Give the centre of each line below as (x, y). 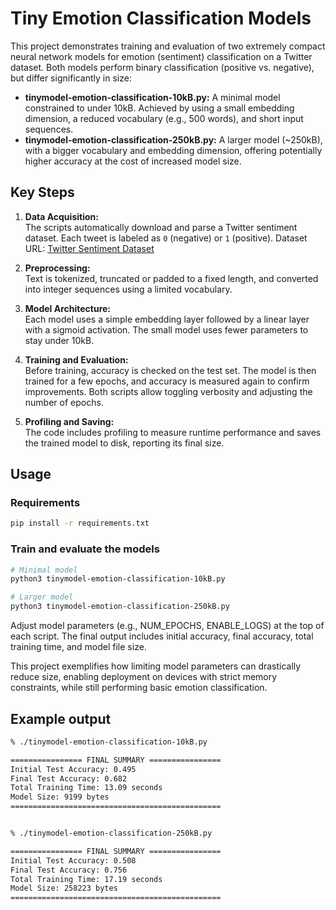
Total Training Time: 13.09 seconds (86, 788)
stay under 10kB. (59, 340)
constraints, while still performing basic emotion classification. (139, 688)
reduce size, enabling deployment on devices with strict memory (144, 677)
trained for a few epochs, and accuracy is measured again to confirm (167, 381)
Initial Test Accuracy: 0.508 (73, 860)
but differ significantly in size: (71, 78)
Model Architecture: (68, 308)
